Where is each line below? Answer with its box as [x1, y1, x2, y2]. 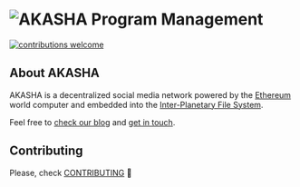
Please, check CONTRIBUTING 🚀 [9, 167, 132, 178]
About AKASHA [9, 65, 100, 81]
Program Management [91, 9, 264, 30]
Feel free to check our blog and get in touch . [9, 116, 176, 127]
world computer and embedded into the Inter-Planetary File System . [9, 99, 264, 110]
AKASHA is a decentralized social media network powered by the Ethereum [9, 89, 292, 100]
